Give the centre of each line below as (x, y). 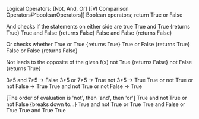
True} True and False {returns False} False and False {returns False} (89, 33)
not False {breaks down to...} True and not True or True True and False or (96, 104)
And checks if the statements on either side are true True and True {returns (98, 26)
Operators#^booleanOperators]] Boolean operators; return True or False (94, 15)
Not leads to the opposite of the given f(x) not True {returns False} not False (99, 62)
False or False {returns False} (42, 51)
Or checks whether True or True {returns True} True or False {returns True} (98, 44)
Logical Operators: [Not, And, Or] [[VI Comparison (67, 9)
